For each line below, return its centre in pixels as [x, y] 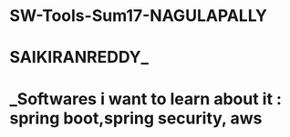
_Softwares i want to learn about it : [146, 98]
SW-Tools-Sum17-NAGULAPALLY [138, 16]
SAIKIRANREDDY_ [79, 58]
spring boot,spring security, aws [136, 118]
